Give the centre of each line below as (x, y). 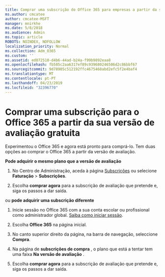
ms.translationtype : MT (29, 74)
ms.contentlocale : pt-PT (30, 78)
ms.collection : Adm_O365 (30, 51)
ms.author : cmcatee (25, 14)
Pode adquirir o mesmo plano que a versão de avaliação (63, 161)
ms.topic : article (24, 37)
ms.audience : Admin (25, 33)
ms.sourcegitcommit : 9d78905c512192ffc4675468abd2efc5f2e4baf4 (71, 69)
